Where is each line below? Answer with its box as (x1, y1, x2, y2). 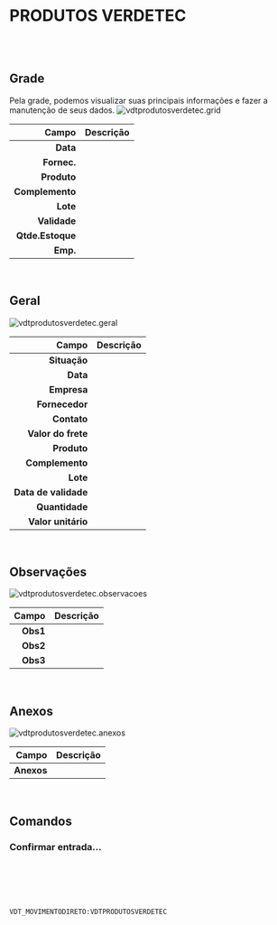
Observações (9, 564, 88, 579)
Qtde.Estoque (15, 229, 77, 242)
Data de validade (14, 486, 88, 498)
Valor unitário (28, 515, 88, 528)
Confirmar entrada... (9, 840, 102, 853)
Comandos (9, 813, 72, 828)
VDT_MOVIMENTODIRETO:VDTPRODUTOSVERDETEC (9, 907, 168, 916)
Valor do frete (26, 427, 88, 439)
